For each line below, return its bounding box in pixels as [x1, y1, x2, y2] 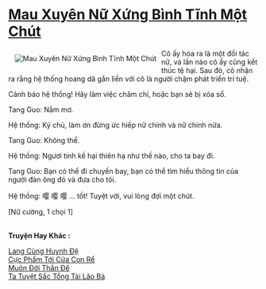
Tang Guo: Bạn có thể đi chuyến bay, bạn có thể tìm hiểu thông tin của [8, 166, 239, 175]
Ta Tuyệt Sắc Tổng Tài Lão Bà [8, 272, 106, 281]
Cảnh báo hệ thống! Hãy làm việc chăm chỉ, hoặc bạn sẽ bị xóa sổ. [8, 89, 226, 98]
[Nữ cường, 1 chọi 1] [8, 206, 74, 216]
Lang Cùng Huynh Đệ [8, 246, 79, 256]
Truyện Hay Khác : [8, 230, 71, 240]
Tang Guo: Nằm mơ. [8, 105, 74, 114]
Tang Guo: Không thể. [8, 135, 80, 144]
